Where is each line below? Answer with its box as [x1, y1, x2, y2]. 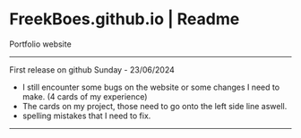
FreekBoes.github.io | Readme [9, 9, 240, 30]
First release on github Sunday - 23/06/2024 [9, 64, 175, 75]
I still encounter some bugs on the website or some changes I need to [21, 82, 280, 92]
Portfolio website [9, 39, 72, 49]
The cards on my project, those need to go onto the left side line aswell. [21, 100, 288, 111]
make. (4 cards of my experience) [21, 91, 148, 102]
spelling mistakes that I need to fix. [21, 110, 151, 121]
